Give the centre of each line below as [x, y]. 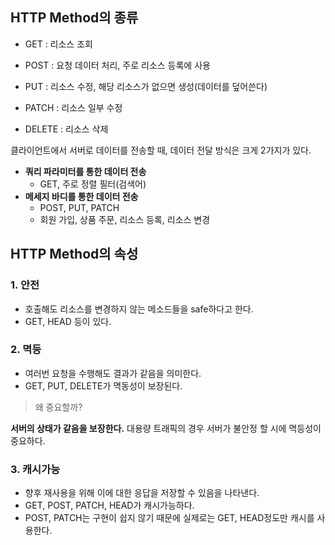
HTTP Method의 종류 [74, 18]
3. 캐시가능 [35, 469]
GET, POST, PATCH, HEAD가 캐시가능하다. [109, 505]
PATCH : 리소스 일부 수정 [73, 107]
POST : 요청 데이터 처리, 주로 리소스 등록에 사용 [117, 65]
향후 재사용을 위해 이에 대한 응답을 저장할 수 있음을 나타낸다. [142, 493]
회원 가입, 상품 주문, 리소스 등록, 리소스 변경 [125, 219]
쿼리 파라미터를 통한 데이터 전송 [85, 171]
